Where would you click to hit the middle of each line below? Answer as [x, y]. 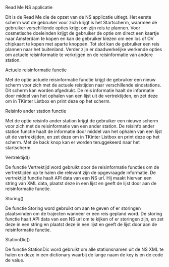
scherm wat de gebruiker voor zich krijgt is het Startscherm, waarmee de [81, 23]
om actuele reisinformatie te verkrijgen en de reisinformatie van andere [79, 55]
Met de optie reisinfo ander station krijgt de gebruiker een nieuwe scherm [82, 121]
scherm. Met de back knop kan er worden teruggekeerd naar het [73, 142]
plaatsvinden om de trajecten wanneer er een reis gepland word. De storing [84, 214]
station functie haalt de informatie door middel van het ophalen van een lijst [84, 131]
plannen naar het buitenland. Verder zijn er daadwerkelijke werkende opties [84, 49]
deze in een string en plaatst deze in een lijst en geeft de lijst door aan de [81, 224]
